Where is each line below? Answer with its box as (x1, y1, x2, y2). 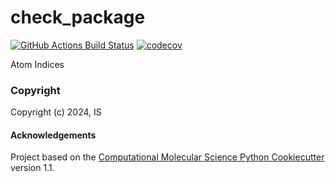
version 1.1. (10, 162, 55, 174)
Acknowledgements (10, 129, 97, 141)
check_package (10, 6, 146, 29)
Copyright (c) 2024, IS (10, 106, 102, 118)
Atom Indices (10, 58, 65, 70)
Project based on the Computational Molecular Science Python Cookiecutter (10, 151, 325, 163)
